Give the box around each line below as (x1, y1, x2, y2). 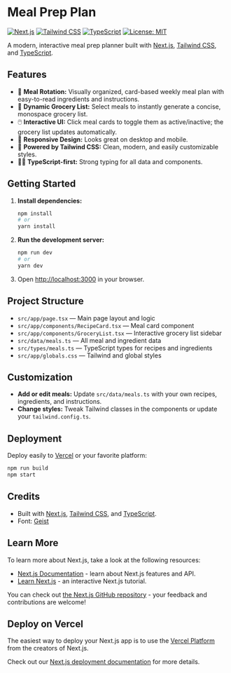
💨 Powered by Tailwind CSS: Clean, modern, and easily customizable (17, 142, 219, 151)
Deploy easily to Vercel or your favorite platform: (7, 451, 147, 460)
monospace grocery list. (17, 109, 88, 118)
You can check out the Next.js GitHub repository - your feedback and (7, 590, 208, 599)
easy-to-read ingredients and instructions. (17, 95, 140, 103)
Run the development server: (17, 236, 105, 244)
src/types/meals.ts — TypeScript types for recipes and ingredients (17, 344, 213, 352)
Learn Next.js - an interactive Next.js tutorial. (17, 576, 147, 585)
